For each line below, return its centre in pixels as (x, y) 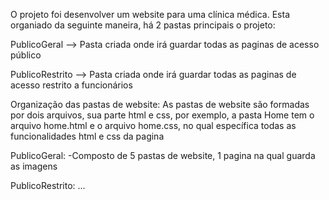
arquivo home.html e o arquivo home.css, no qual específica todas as (153, 125)
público (26, 55)
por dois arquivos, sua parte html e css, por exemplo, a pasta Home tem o (162, 115)
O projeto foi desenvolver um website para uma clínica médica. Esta (150, 14)
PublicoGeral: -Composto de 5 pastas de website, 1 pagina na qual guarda (163, 155)
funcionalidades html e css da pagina (87, 136)
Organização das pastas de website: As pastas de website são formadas (160, 104)
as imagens (34, 166)
